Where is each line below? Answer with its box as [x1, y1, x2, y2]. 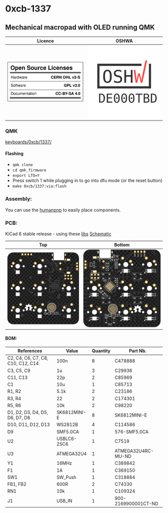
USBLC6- [56, 435, 77, 442]
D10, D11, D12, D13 [7, 422, 50, 428]
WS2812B [56, 422, 78, 428]
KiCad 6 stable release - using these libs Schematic [5, 230, 111, 236]
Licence [36, 38, 54, 44]
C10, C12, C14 [7, 360, 39, 366]
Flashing [5, 150, 24, 156]
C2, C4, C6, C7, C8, [7, 355, 48, 361]
